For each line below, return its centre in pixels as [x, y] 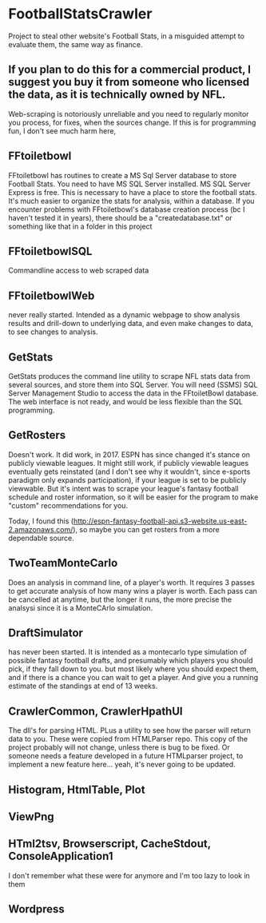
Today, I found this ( [41, 521]
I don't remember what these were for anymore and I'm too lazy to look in [129, 875]
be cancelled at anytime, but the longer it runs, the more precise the [120, 599]
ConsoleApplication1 [61, 856]
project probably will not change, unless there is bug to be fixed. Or [119, 747]
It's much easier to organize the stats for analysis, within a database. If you [131, 201]
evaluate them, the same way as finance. [75, 44]
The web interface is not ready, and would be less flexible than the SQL [126, 402]
